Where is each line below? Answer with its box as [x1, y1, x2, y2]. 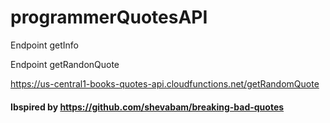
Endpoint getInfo [10, 39, 79, 51]
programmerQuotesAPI [10, 6, 208, 29]
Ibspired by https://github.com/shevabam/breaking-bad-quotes [10, 101, 285, 113]
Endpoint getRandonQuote [10, 58, 120, 70]
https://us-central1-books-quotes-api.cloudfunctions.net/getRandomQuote [10, 77, 320, 90]
